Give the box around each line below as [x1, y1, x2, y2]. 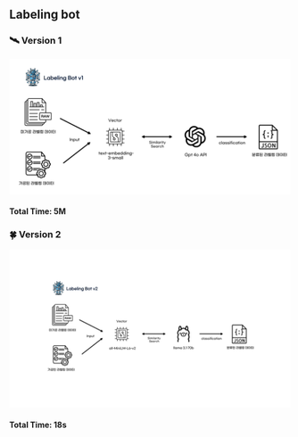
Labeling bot [9, 7, 80, 22]
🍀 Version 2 [9, 228, 62, 241]
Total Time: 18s [9, 419, 67, 430]
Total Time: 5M [9, 206, 67, 217]
